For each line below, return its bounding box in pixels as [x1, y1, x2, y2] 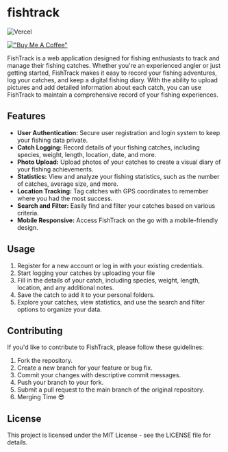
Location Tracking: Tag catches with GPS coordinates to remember [16, 187, 209, 195]
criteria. [16, 209, 39, 217]
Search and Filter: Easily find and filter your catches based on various [16, 201, 216, 210]
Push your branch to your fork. [16, 379, 104, 387]
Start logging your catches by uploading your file [16, 269, 155, 277]
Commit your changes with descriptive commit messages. [16, 371, 181, 379]
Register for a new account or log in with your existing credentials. [16, 261, 204, 270]
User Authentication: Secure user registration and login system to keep [16, 128, 220, 136]
